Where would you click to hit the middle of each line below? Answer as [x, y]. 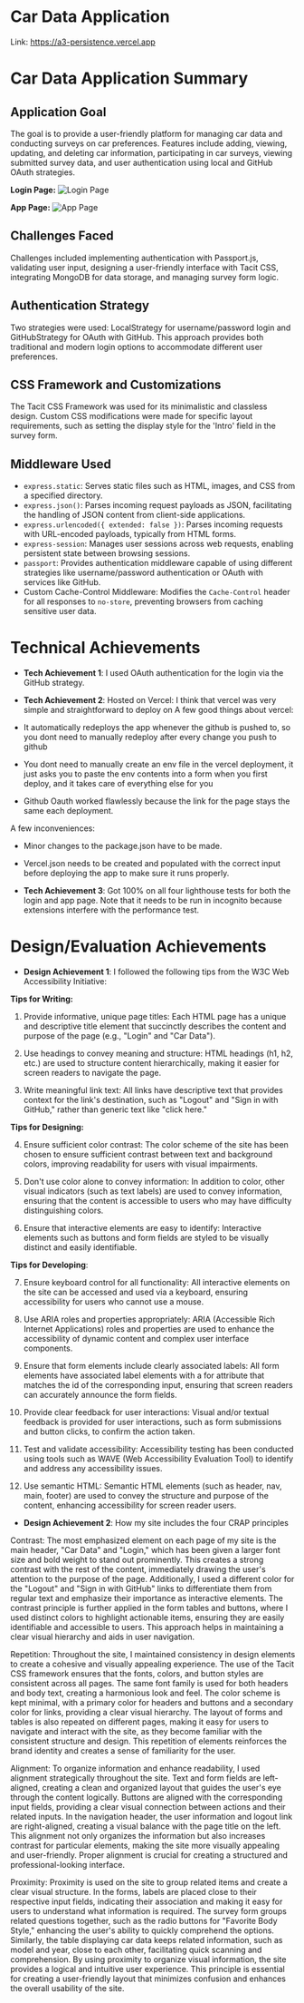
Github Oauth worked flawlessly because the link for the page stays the [157, 801]
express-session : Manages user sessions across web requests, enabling [158, 544]
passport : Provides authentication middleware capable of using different [158, 563]
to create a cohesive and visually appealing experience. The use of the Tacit [152, 1664]
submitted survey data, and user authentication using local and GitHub [142, 162]
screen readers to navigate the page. [92, 1073]
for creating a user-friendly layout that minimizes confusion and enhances [148, 1979]
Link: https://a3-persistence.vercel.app [83, 42]
